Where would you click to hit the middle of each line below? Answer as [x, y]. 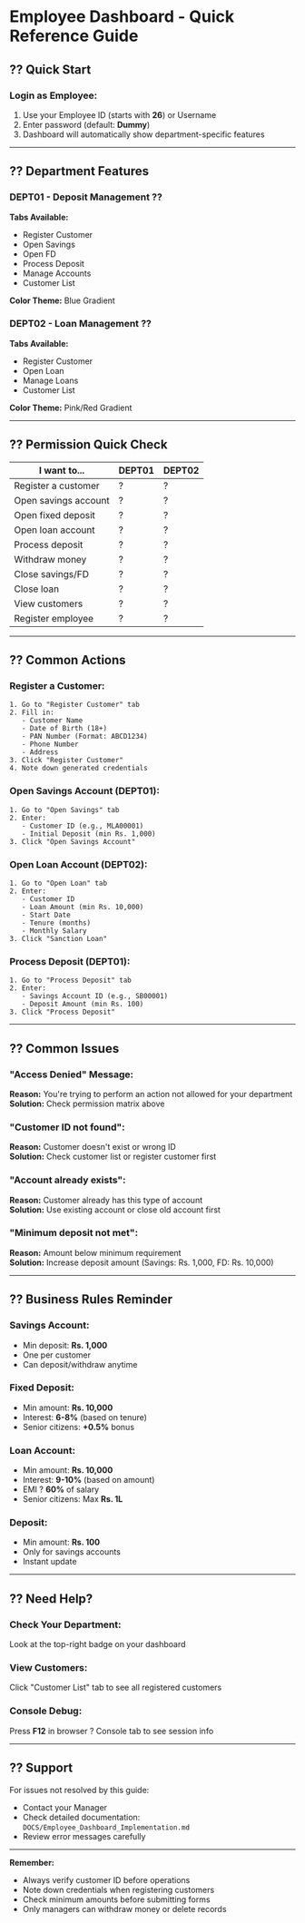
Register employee [54, 618]
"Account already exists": [68, 1180]
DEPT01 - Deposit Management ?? [86, 197]
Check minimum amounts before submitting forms [116, 1899]
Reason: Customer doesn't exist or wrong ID [93, 1147]
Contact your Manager [64, 1807]
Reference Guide [74, 36]
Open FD [39, 254]
